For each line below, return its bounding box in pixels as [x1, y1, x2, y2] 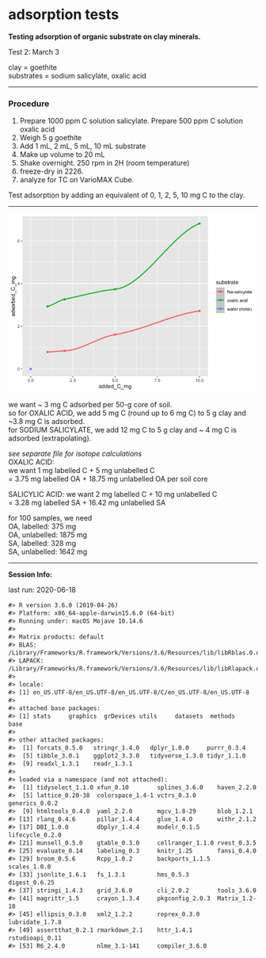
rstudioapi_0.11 [8, 934, 62, 942]
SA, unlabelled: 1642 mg [8, 547, 88, 556]
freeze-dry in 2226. [19, 166, 84, 176]
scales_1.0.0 [8, 863, 51, 871]
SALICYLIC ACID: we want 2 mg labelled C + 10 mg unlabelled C [8, 490, 218, 499]
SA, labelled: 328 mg [8, 539, 77, 548]
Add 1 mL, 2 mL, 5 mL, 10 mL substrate [19, 141, 146, 151]
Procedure [8, 97, 50, 109]
